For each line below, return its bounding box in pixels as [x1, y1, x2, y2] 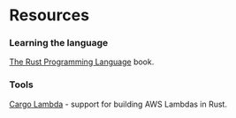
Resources [9, 5, 90, 26]
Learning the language [9, 37, 109, 49]
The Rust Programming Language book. [9, 56, 155, 67]
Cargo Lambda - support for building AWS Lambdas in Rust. [9, 99, 228, 109]
